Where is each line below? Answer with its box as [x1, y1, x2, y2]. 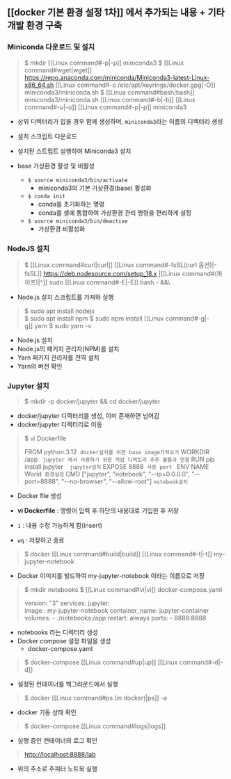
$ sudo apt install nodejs [24, 307, 95, 315]
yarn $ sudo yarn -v [34, 321, 92, 330]
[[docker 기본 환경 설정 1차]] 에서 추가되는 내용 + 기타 [7, 6, 225, 19]
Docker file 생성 [17, 492, 62, 500]
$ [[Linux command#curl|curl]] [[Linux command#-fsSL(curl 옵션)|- [24, 260, 217, 269]
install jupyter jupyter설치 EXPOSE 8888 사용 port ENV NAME [24, 463, 209, 471]
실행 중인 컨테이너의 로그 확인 [17, 737, 97, 745]
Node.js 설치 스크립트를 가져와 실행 [17, 293, 114, 301]
